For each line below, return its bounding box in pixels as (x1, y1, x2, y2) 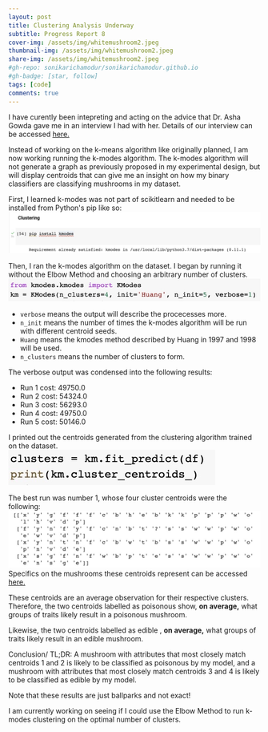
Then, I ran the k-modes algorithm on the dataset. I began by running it (8, 261, 242, 271)
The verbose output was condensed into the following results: (8, 367, 213, 377)
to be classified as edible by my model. (8, 674, 138, 685)
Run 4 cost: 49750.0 (19, 409, 88, 419)
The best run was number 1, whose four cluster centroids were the (8, 493, 228, 503)
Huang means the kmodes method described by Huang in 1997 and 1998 (19, 335, 257, 345)
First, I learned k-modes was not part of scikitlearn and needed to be (8, 194, 235, 204)
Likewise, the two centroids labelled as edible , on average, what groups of (8, 625, 257, 635)
